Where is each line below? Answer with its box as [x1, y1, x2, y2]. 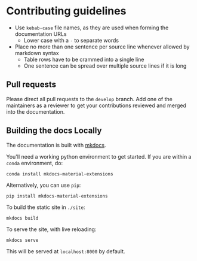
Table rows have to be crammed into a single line [23, 56, 144, 63]
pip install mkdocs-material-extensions [6, 193, 109, 199]
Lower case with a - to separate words [23, 37, 119, 44]
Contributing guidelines [6, 4, 127, 18]
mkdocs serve [6, 237, 39, 243]
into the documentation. [6, 108, 65, 115]
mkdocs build [6, 215, 39, 221]
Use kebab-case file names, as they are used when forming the [14, 24, 169, 31]
